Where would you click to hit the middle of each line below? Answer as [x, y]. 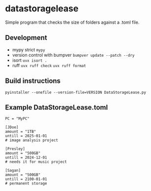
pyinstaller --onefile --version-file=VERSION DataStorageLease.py [76, 92]
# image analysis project [31, 140]
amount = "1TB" [21, 132]
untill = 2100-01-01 [26, 179]
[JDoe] [12, 127]
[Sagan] [13, 171]
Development [26, 38]
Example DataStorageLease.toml [57, 107]
